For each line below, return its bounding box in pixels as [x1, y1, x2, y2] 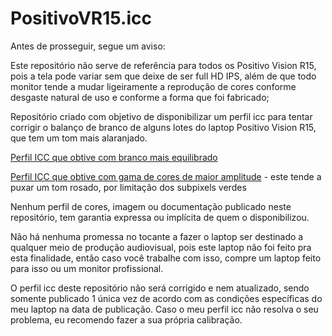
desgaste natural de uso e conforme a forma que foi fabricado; [10, 91, 270, 103]
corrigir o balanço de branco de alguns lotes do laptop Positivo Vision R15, [10, 121, 317, 133]
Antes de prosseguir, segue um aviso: [10, 40, 166, 52]
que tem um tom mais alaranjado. [10, 132, 148, 144]
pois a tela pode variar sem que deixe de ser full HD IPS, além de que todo [10, 70, 317, 82]
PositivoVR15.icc [10, 7, 152, 30]
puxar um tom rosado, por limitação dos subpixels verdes [10, 181, 247, 193]
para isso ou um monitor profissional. [10, 262, 164, 274]
